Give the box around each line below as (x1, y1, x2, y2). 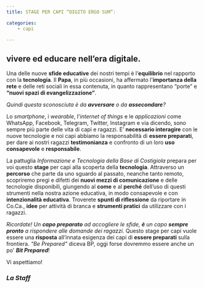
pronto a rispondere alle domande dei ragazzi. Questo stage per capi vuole (6, 227, 197, 235)
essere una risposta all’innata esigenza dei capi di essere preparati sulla (6, 234, 191, 241)
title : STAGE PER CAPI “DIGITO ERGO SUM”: (6, 9, 116, 15)
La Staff (6, 274, 31, 283)
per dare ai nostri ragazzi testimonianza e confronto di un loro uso (6, 139, 175, 146)
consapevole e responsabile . (6, 145, 81, 153)
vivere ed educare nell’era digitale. (6, 53, 141, 64)
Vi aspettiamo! (6, 259, 43, 266)
